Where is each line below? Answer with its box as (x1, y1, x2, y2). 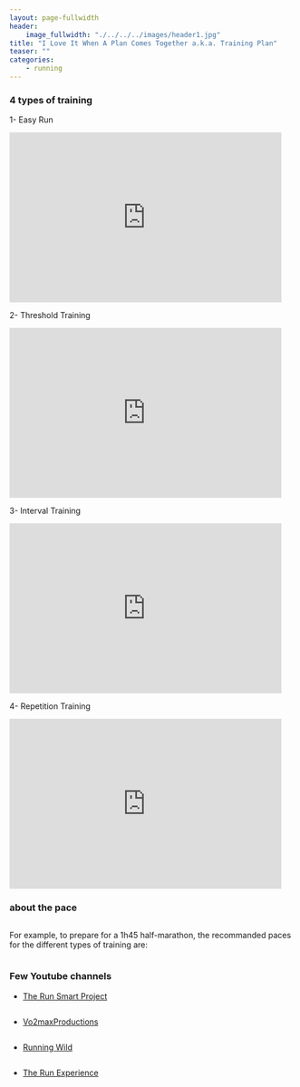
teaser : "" (9, 47, 51, 56)
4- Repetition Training (9, 701, 91, 712)
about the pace (9, 901, 78, 914)
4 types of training (9, 93, 93, 106)
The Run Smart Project (22, 990, 108, 1002)
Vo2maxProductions (22, 1016, 99, 1027)
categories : (9, 55, 54, 64)
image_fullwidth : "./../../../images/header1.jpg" (25, 30, 221, 39)
